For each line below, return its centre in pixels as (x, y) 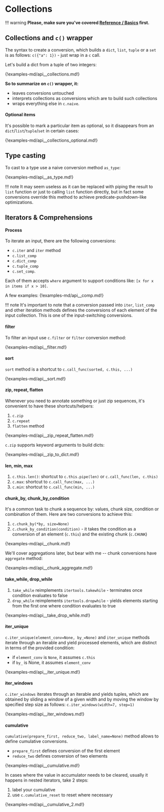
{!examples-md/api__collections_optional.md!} (51, 140)
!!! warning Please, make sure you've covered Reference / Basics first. (77, 23)
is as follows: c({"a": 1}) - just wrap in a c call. (53, 55)
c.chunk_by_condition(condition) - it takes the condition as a (74, 529)
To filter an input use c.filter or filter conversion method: (65, 337)
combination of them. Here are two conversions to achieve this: (69, 514)
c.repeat (21, 421)
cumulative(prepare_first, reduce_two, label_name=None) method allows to (82, 736)
